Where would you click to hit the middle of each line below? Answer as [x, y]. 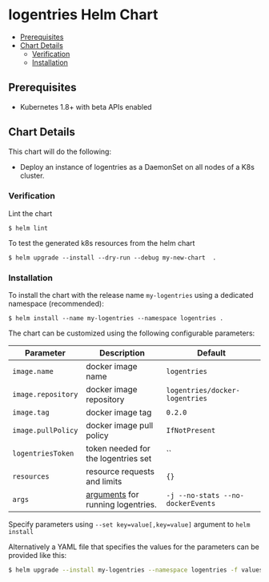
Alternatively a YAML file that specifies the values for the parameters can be [134, 547]
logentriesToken [43, 454]
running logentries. [121, 504]
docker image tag [118, 412]
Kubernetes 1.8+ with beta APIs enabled [86, 106]
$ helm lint [28, 228]
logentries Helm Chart [83, 15]
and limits [104, 482]
